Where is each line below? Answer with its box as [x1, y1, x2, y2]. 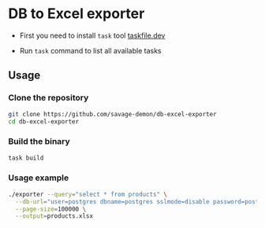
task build [8, 154, 44, 162]
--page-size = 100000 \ [15, 205, 87, 213]
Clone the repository [8, 92, 89, 103]
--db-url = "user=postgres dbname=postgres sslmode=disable [15, 197, 211, 205]
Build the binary [8, 136, 71, 147]
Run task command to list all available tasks [19, 46, 162, 55]
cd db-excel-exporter [8, 117, 80, 126]
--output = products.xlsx [15, 212, 93, 220]
